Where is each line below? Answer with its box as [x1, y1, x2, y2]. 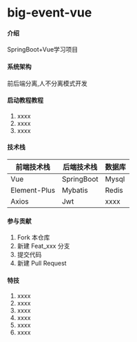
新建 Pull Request [17, 259, 67, 268]
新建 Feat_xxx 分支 [17, 242, 70, 250]
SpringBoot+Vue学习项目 [7, 45, 78, 54]
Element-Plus [10, 186, 56, 195]
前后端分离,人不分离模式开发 [7, 79, 88, 87]
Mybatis [61, 186, 88, 195]
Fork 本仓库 [17, 233, 50, 242]
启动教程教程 [7, 96, 43, 105]
